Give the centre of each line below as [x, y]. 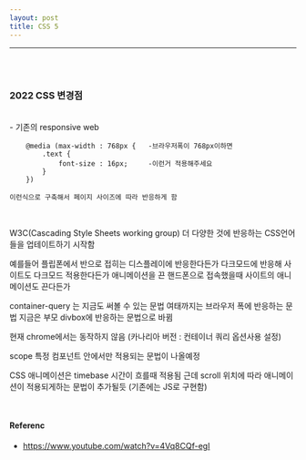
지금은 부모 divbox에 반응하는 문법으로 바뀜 [96, 317]
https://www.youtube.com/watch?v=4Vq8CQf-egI [116, 446]
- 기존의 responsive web [55, 127]
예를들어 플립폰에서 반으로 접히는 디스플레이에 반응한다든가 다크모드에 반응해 [146, 263]
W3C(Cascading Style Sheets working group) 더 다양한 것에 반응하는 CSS [145, 232]
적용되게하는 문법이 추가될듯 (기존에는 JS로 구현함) [117, 386]
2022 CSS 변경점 [46, 96]
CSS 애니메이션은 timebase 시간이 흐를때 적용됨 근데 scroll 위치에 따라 [136, 375]
